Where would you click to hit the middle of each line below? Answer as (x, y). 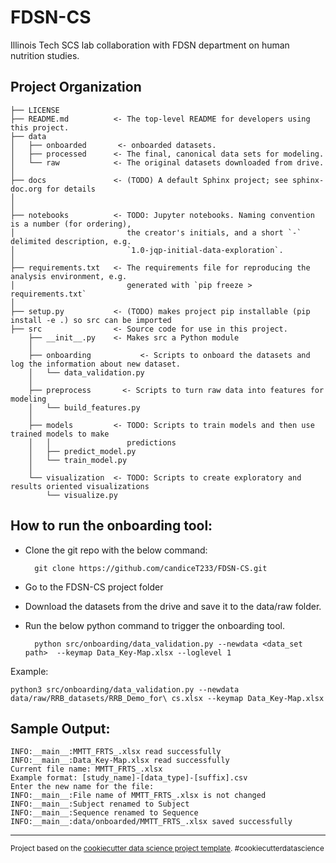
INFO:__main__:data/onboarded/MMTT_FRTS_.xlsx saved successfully (151, 822)
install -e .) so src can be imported (91, 320)
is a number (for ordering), (71, 224)
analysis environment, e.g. (69, 276)
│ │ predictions (102, 442)
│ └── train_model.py (78, 460)
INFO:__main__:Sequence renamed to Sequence (104, 813)
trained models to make (60, 434)
